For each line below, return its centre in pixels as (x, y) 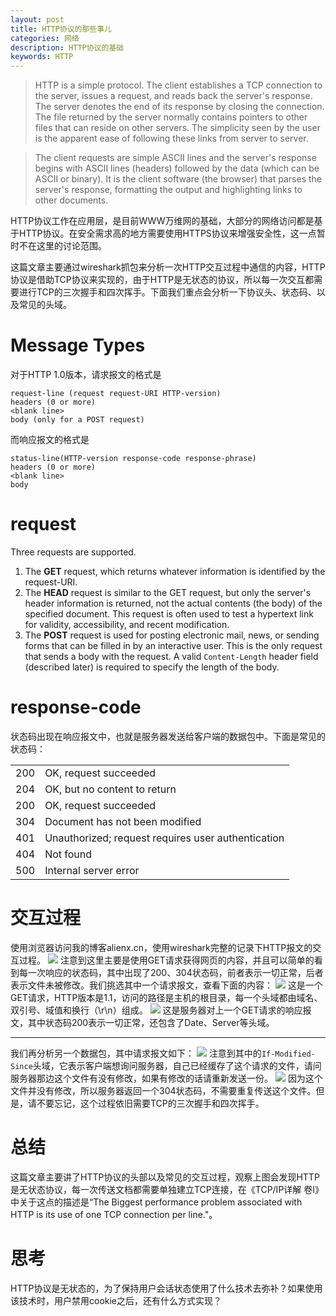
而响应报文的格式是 (50, 440)
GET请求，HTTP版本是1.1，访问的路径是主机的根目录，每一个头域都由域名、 (166, 997)
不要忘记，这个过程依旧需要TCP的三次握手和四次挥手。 (150, 1103)
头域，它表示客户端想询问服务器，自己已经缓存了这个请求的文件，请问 (177, 1065)
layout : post (37, 19)
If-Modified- (288, 1054)
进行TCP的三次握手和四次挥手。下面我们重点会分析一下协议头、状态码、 (167, 292)
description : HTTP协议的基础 (67, 47)
